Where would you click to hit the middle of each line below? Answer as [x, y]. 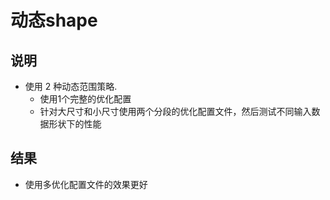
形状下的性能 [75, 124]
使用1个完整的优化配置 [85, 99]
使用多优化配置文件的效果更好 [86, 184]
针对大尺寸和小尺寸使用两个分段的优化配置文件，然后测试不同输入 [175, 111]
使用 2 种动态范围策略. [71, 86]
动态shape [54, 20]
